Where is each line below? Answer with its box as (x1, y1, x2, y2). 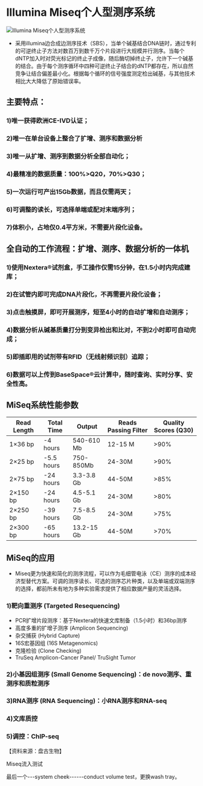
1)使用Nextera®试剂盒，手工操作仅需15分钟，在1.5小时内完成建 (6, 263, 190, 272)
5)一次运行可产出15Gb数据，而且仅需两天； (6, 187, 133, 196)
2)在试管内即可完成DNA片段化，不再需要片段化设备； (6, 290, 163, 299)
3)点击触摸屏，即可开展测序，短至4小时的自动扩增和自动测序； (6, 308, 190, 316)
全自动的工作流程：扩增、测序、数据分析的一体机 (6, 243, 189, 254)
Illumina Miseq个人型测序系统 (6, 5, 155, 19)
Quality (163, 418, 185, 427)
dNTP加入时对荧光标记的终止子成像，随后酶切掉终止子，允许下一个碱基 (14, 54, 193, 62)
